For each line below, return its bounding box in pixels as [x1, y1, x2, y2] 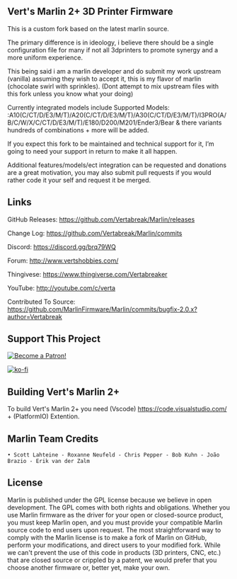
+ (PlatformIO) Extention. [7, 412, 80, 420]
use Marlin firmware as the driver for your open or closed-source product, [7, 510, 224, 519]
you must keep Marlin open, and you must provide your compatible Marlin [7, 518, 223, 527]
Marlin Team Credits [7, 432, 99, 445]
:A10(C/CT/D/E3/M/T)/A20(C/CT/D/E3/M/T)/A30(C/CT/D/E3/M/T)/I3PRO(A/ [7, 110, 227, 119]
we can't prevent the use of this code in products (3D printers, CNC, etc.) [7, 548, 221, 556]
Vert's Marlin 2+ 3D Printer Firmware [7, 6, 173, 18]
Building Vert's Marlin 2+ [7, 386, 120, 398]
